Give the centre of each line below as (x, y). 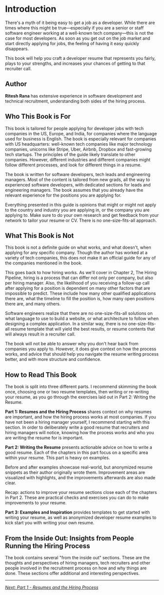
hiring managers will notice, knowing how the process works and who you (80, 433)
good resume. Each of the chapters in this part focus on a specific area (77, 453)
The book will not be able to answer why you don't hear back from (72, 344)
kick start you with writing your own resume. (50, 523)
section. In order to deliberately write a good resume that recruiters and (77, 427)
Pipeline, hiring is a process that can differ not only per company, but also (79, 278)
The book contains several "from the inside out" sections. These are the (77, 557)
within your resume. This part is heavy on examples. (58, 458)
